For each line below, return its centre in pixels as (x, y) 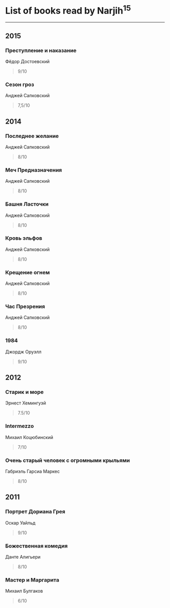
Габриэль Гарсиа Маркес (33, 471)
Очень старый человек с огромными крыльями (68, 460)
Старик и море (25, 392)
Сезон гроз (20, 84)
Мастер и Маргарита (32, 580)
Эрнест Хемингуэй (26, 403)
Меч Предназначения (34, 170)
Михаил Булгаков (24, 591)
